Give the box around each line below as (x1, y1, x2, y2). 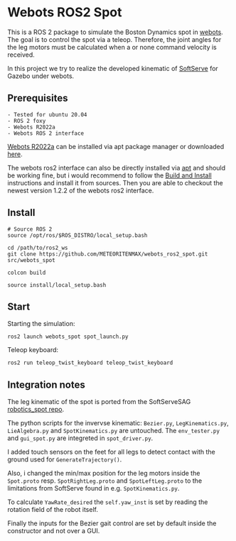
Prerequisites (7, 92, 68, 104)
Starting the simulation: (7, 319, 75, 328)
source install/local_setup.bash (7, 281, 107, 288)
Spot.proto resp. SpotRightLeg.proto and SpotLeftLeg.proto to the (7, 476, 203, 485)
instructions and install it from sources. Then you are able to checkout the (7, 178, 224, 187)
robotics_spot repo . (7, 405, 65, 414)
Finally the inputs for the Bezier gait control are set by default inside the (7, 519, 217, 528)
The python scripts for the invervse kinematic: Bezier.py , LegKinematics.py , (7, 419, 229, 427)
